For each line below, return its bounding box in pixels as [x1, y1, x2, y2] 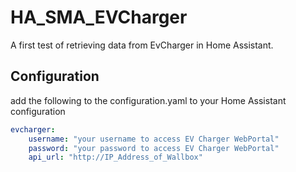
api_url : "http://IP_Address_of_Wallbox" [28, 152, 203, 163]
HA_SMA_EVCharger [10, 6, 188, 29]
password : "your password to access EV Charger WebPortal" [28, 143, 280, 153]
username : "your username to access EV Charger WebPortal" [28, 134, 280, 144]
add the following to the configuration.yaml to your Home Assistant [10, 94, 287, 106]
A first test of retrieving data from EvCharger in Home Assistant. [10, 39, 274, 51]
